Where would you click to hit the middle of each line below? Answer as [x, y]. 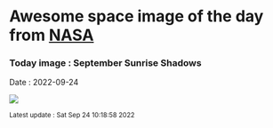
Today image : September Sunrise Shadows [105, 63]
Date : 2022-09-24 [44, 83]
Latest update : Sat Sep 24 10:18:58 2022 [72, 116]
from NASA [52, 35]
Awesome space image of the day [136, 16]
